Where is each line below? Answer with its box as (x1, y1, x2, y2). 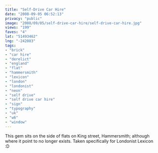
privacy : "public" (5, 16, 42, 21)
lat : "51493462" (5, 34, 38, 39)
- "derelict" (5, 57, 32, 61)
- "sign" (5, 102, 23, 107)
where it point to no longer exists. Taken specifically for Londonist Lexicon (5, 138, 154, 144)
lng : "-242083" (5, 39, 36, 44)
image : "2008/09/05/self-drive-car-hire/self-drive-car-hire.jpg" (5, 20, 142, 26)
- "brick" (5, 47, 25, 52)
